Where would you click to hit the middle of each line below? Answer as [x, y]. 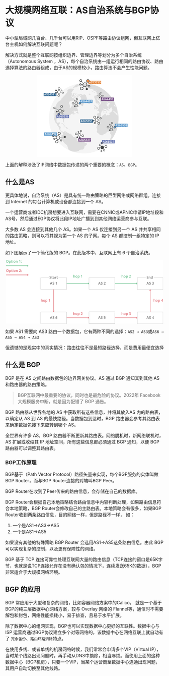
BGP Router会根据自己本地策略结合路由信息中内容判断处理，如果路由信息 [81, 502]
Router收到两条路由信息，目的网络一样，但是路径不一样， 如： [70, 515]
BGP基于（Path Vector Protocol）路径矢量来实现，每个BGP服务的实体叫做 [82, 474]
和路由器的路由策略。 [27, 384]
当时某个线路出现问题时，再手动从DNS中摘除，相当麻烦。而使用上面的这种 [82, 655]
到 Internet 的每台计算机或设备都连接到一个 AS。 [56, 201]
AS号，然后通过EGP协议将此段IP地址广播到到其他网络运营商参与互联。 [78, 218]
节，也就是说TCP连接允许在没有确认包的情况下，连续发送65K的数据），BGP [83, 566]
